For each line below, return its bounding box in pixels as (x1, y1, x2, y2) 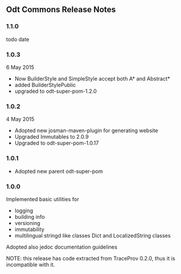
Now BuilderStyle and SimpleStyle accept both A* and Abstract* (14, 75, 170, 82)
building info (14, 213, 45, 220)
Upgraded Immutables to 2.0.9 (14, 133, 89, 141)
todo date (6, 35, 29, 43)
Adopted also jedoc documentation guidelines (6, 243, 118, 250)
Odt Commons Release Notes (6, 5, 116, 15)
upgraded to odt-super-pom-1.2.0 (14, 88, 97, 95)
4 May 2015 (6, 116, 35, 123)
